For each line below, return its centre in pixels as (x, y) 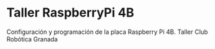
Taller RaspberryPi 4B (71, 13)
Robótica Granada (32, 39)
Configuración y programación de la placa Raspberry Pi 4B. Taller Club (107, 32)
